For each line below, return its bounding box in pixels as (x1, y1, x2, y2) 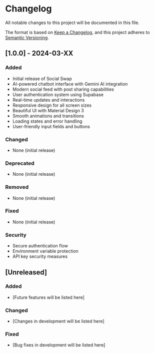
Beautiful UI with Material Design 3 (12, 107, 84, 113)
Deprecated (5, 160, 35, 167)
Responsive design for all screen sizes (12, 102, 91, 108)
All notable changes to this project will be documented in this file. (5, 20, 140, 26)
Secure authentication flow (12, 243, 68, 249)
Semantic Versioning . (5, 35, 49, 41)
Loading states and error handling (12, 118, 82, 124)
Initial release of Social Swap (12, 76, 72, 82)
